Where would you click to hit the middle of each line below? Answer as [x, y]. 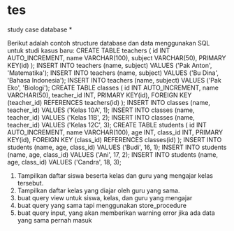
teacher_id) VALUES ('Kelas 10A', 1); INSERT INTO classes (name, [101, 110]
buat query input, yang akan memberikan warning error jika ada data [116, 213]
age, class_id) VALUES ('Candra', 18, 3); [64, 162]
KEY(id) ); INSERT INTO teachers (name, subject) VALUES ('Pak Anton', [110, 65]
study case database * [40, 29]
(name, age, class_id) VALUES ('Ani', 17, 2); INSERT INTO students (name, [113, 154]
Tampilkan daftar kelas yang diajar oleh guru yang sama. [98, 190]
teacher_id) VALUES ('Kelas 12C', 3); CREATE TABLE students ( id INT [107, 125]
